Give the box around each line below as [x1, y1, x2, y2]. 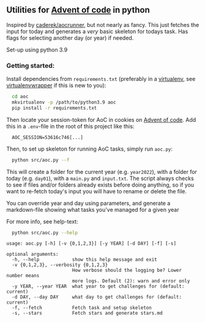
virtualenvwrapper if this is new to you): [6, 82, 106, 89]
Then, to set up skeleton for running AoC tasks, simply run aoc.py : [6, 145, 173, 152]
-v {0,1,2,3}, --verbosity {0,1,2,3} [12, 262, 108, 268]
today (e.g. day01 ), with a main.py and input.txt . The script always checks [6, 174, 194, 182]
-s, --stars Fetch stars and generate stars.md [12, 310, 163, 316]
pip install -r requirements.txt [12, 105, 97, 111]
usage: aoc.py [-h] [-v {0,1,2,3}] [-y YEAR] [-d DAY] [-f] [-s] [6, 241, 176, 247]
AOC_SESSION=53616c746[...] [12, 134, 84, 140]
